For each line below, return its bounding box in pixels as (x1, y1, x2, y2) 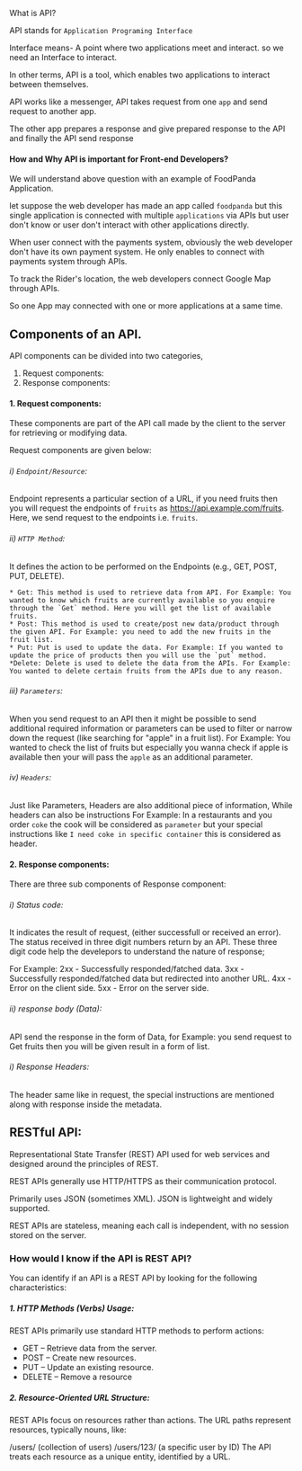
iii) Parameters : (9, 685, 63, 696)
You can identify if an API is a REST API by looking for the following (9, 1272, 258, 1283)
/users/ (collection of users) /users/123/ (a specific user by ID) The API (9, 1441, 271, 1452)
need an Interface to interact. (9, 52, 118, 62)
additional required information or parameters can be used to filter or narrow (9, 723, 293, 734)
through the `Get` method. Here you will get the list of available (9, 603, 271, 612)
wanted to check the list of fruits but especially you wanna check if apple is (9, 742, 289, 753)
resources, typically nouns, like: (9, 1424, 128, 1435)
